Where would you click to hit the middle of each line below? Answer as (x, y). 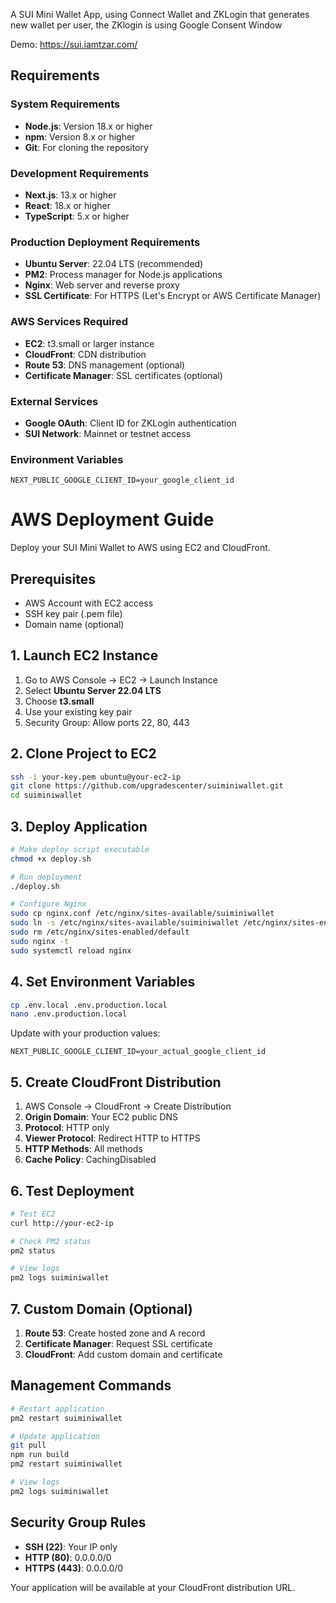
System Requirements (65, 104)
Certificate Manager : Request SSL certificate (118, 1343)
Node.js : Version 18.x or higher (88, 126)
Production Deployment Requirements (105, 242)
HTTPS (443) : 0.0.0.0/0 (74, 1568)
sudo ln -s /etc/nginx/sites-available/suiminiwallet (125, 923)
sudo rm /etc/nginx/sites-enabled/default (100, 932)
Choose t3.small (59, 701)
